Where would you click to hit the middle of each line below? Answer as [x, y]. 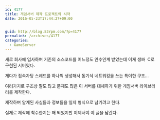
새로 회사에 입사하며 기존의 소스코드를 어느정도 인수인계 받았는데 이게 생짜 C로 [80, 59]
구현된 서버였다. [20, 65]
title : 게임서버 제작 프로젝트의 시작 [38, 14]
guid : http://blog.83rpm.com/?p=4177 [43, 31]
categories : [17, 41]
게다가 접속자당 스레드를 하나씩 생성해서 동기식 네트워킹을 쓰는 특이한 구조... [77, 75]
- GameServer [23, 45]
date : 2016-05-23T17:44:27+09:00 [39, 18]
